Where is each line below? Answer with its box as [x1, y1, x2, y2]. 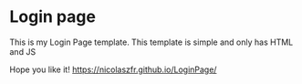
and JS [9, 46, 36, 57]
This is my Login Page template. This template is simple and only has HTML [9, 37, 294, 47]
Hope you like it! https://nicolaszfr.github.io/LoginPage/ [9, 64, 217, 75]
